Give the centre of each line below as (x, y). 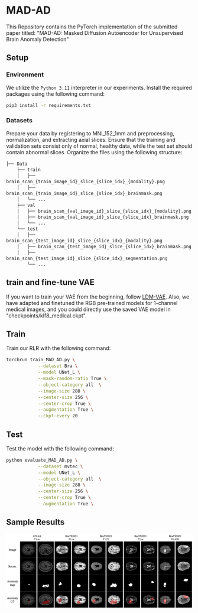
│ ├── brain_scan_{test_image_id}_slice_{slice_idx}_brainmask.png (104, 247)
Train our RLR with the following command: (59, 348)
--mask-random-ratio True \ (72, 379)
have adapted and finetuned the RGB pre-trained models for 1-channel (92, 303)
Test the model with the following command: (60, 448)
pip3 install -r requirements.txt (49, 105)
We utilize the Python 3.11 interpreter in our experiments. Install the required (99, 87)
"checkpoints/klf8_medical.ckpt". (46, 315)
